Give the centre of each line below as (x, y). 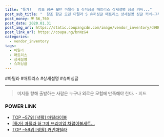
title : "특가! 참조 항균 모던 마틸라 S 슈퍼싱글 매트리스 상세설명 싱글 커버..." (79, 10)
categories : (17, 37)
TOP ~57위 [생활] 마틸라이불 (40, 117)
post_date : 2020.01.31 (28, 23)
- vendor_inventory (29, 41)
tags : (10, 46)
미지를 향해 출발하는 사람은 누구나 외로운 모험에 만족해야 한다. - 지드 (82, 94)
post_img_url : (20, 28)
